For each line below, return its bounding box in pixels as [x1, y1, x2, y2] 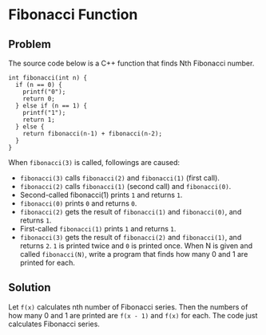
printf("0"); [22, 88, 66, 96]
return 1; [22, 116, 56, 124]
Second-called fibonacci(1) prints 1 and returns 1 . [19, 190, 183, 199]
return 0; [22, 95, 56, 103]
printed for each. [19, 258, 76, 267]
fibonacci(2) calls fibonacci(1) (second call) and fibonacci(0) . [19, 182, 232, 191]
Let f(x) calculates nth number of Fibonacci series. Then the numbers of [8, 301, 248, 312]
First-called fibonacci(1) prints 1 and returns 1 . [19, 224, 177, 233]
